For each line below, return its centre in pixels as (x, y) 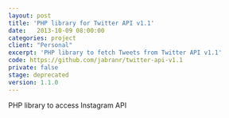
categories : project (43, 38)
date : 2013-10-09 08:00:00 (56, 30)
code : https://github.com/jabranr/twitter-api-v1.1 (95, 61)
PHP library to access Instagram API (68, 105)
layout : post (30, 16)
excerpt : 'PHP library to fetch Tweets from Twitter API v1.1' (115, 53)
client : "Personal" (41, 45)
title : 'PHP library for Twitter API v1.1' (82, 23)
